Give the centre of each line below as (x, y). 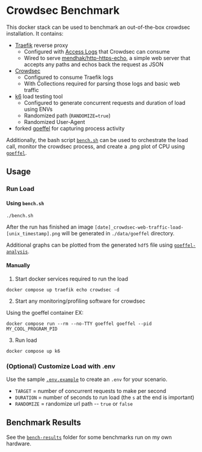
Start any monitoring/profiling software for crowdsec (80, 301)
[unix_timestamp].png (33, 234)
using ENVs (38, 109)
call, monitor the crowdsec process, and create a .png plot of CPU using (96, 146)
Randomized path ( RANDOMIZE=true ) (67, 116)
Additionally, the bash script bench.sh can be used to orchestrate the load (97, 140)
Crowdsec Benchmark (63, 11)
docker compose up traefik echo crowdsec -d (63, 289)
